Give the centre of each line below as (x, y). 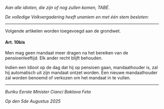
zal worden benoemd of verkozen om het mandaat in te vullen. (68, 78)
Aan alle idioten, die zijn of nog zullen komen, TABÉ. (57, 8)
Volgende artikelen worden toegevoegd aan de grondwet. (63, 31)
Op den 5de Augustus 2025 (33, 101)
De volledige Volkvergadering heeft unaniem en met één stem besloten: (77, 17)
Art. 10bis (15, 42)
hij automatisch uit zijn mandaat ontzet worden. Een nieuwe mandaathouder (81, 73)
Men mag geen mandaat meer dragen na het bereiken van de (67, 53)
